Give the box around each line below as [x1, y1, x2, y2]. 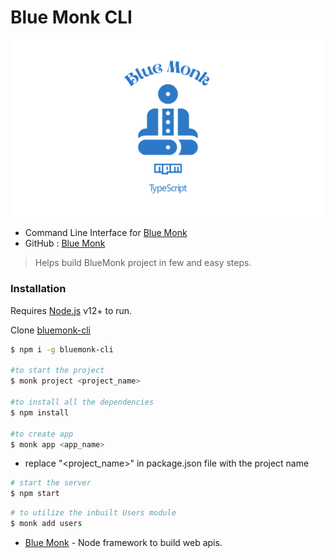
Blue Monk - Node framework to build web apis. [24, 536, 223, 548]
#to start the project [10, 366, 105, 376]
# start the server [10, 478, 92, 488]
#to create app [10, 429, 74, 439]
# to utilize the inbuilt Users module [10, 508, 177, 518]
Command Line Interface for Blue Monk [24, 227, 188, 239]
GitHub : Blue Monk [24, 237, 106, 250]
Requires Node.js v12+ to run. [10, 304, 133, 316]
